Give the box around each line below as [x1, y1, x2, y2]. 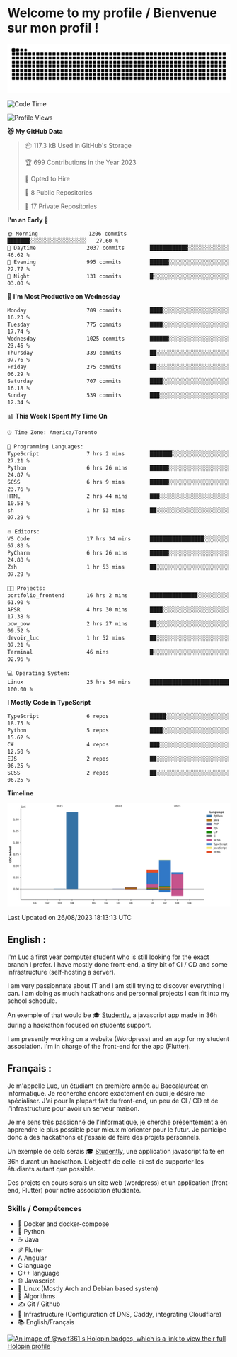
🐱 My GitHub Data [7, 127, 64, 135]
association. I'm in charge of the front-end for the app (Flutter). [7, 1042, 191, 1050]
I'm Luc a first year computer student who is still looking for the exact [7, 953, 210, 961]
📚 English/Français [17, 1317, 75, 1326]
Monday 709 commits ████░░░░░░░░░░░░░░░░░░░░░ [7, 307, 230, 314]
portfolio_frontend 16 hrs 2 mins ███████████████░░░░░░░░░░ [7, 591, 230, 599]
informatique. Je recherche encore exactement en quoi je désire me [7, 1089, 206, 1097]
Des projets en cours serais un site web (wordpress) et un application [7, 1178, 210, 1187]
